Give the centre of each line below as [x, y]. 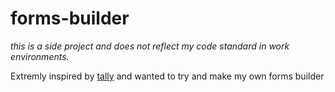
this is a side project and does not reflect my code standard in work [150, 46]
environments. [40, 56]
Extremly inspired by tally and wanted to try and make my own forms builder [167, 76]
